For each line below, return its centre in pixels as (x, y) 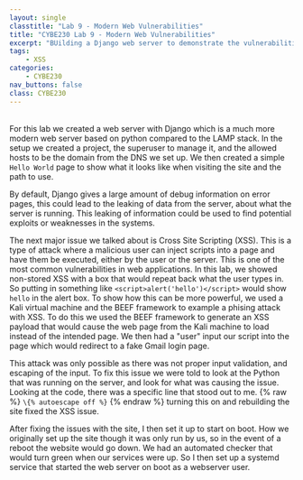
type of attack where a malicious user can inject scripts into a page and (142, 250)
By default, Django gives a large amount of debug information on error (140, 194)
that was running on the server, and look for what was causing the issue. (144, 382)
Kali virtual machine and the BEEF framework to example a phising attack (145, 307)
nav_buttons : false (46, 85)
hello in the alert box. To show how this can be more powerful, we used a (147, 298)
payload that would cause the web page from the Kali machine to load (139, 327)
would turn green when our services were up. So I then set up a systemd (144, 457)
